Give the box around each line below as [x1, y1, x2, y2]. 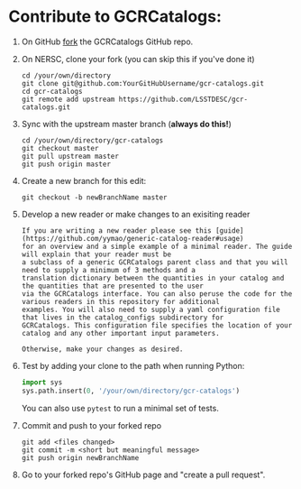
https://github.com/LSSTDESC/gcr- [118, 95, 249, 104]
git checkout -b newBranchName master [21, 192, 168, 202]
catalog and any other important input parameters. [21, 328, 220, 337]
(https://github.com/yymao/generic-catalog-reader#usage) [21, 234, 244, 243]
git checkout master [21, 143, 99, 152]
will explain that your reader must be [21, 250, 172, 259]
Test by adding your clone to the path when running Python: [21, 360, 245, 371]
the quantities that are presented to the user [21, 281, 204, 291]
